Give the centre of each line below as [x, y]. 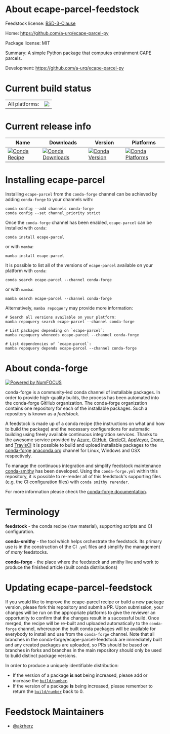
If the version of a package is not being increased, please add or [80, 675]
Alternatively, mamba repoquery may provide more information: [69, 308]
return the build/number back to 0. [48, 691]
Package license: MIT [28, 43]
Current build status [48, 88]
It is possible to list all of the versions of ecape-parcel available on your [79, 265]
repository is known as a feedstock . [42, 413]
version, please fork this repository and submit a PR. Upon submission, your [84, 607]
